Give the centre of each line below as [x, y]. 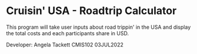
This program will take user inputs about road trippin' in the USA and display [98, 27]
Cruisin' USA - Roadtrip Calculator [91, 11]
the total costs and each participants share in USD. [68, 33]
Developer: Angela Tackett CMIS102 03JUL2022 [65, 45]
